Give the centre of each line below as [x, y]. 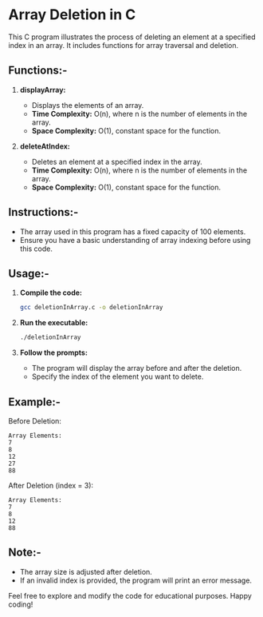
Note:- [25, 553]
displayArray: [43, 90]
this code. [36, 249]
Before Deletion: [35, 420]
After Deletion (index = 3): [51, 485]
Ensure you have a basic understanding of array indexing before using [135, 240]
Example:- [35, 402]
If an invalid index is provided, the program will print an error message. [136, 580]
